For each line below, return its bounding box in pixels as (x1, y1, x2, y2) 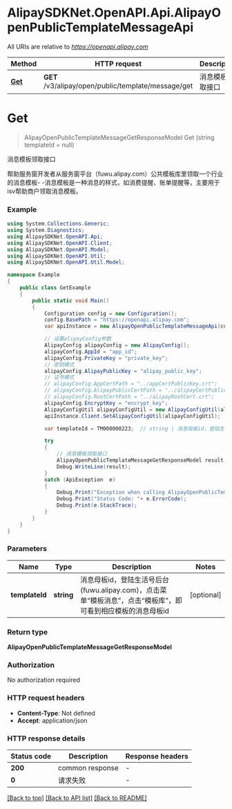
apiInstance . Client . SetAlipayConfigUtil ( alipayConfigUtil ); (43, 412, 221, 419)
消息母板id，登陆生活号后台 (80, 574, 169, 584)
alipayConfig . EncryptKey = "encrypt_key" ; (43, 399, 168, 406)
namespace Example (7, 271, 60, 278)
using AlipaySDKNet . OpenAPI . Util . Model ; (7, 259, 126, 266)
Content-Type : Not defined (17, 709, 95, 717)
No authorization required (7, 676, 81, 684)
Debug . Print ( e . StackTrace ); (56, 502, 137, 509)
